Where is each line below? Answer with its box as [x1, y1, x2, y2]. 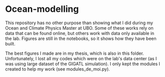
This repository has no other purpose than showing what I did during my [5, 20, 153, 26]
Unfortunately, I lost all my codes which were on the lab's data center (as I [5, 55, 157, 61]
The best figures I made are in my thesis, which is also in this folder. [5, 50, 144, 56]
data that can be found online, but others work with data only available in [5, 30, 155, 36]
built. [5, 40, 16, 46]
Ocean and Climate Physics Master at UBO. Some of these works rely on [5, 25, 154, 31]
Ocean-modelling [5, 3, 79, 15]
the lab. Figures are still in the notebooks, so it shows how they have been [5, 36, 157, 41]
